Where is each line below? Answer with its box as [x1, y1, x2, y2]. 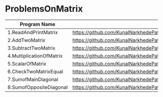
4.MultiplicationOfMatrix [7, 52, 63, 59]
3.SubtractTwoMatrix [7, 44, 56, 51]
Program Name [19, 21, 56, 28]
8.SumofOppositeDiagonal [7, 83, 68, 90]
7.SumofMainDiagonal [7, 76, 58, 83]
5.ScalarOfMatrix [7, 60, 47, 67]
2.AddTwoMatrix [7, 37, 46, 43]
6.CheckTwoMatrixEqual [7, 68, 64, 75]
